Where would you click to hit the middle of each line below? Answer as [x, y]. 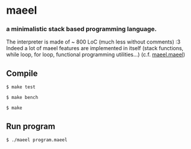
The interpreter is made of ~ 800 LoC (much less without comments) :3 [93, 42]
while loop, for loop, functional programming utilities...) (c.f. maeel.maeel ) [96, 55]
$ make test [21, 87]
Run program [31, 126]
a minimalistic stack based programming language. [82, 29]
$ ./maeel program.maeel [37, 140]
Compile [22, 73]
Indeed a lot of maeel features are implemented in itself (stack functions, [95, 48]
